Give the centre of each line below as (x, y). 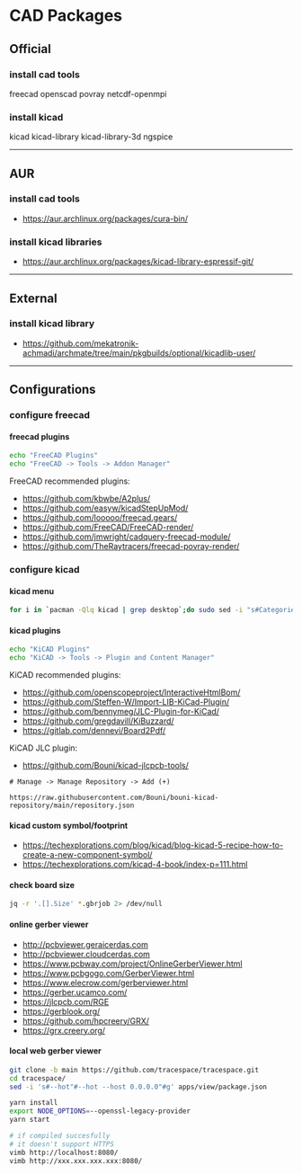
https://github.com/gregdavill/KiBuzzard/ (98, 721)
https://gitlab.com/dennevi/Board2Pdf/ (94, 731)
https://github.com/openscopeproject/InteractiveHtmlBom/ (131, 692)
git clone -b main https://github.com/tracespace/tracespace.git (134, 1070)
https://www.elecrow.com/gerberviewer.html (105, 983)
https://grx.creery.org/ (64, 1030)
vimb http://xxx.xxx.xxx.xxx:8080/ (76, 1161)
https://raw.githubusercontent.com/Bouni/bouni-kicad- (114, 798)
